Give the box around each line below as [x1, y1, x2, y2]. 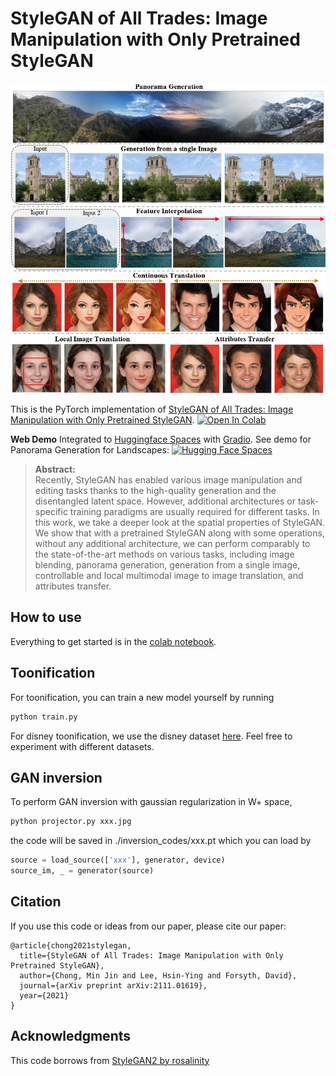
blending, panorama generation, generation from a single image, [34, 559, 301, 571]
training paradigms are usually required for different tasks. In [69, 506, 320, 518]
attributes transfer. [34, 580, 112, 592]
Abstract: [34, 463, 76, 476]
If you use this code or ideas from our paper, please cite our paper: [10, 920, 287, 932]
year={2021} [19, 990, 70, 1001]
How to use [10, 609, 82, 626]
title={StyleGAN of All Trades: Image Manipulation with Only [19, 950, 284, 961]
